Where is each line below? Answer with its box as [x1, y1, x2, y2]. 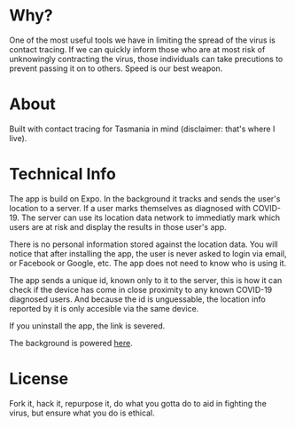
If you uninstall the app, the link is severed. [9, 320, 166, 331]
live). [9, 132, 27, 143]
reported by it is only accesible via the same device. [9, 303, 199, 313]
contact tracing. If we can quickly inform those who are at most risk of [9, 43, 266, 54]
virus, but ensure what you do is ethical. [9, 407, 155, 418]
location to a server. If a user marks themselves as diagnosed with [9, 202, 251, 213]
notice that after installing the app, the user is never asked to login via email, [9, 248, 287, 258]
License [9, 369, 69, 389]
